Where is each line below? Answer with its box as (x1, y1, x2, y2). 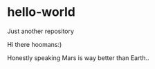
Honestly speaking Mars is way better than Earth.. (7, 53, 149, 62)
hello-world (7, 4, 76, 20)
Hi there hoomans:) (7, 40, 62, 48)
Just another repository (7, 27, 75, 35)
